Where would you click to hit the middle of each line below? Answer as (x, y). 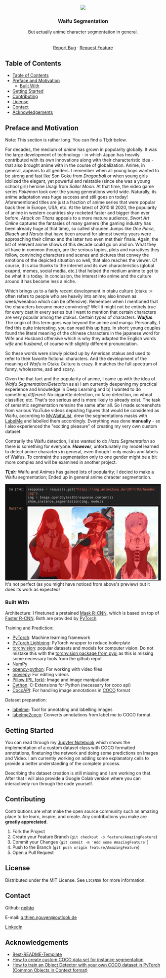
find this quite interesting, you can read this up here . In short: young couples (83, 328)
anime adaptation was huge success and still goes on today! (67, 197)
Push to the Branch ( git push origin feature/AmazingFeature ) (76, 847)
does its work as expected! (33, 589)
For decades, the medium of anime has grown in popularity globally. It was (81, 149)
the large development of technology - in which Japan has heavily (72, 154)
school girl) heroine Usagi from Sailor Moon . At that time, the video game (80, 186)
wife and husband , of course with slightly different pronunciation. (72, 344)
